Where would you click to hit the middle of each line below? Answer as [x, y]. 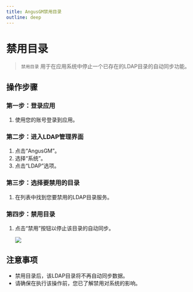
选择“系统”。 [30, 159]
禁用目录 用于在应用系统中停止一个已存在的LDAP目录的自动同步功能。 [105, 66]
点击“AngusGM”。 [37, 151]
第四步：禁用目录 [31, 214]
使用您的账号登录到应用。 [46, 120]
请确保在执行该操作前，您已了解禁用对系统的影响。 [78, 283]
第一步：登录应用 [31, 105]
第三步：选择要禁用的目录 [43, 183]
